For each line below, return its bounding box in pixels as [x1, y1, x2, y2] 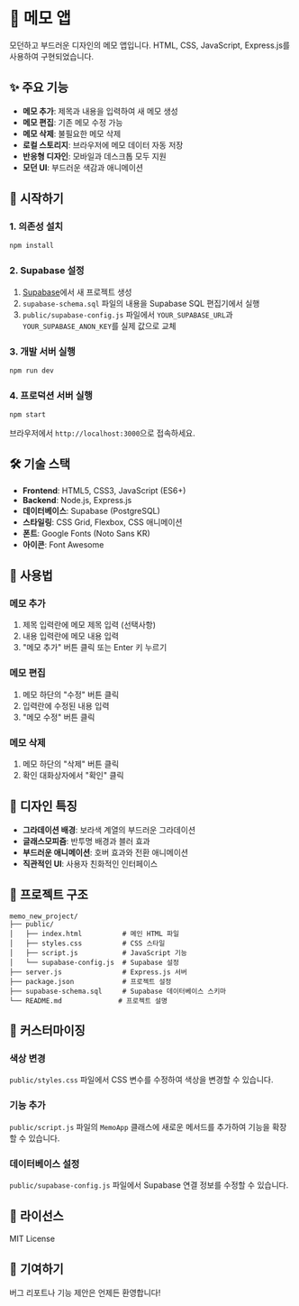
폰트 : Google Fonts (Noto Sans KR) [22, 528, 150, 538]
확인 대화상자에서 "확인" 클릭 [22, 770, 124, 781]
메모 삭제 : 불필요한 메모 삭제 [22, 128, 122, 139]
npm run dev [9, 366, 54, 375]
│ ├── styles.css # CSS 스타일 [9, 939, 166, 948]
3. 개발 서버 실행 [9, 345, 77, 357]
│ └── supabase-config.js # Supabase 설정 [9, 958, 180, 967]
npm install [9, 241, 54, 251]
